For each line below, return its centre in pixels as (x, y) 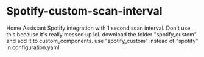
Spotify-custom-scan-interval (84, 11)
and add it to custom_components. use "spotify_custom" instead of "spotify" (102, 41)
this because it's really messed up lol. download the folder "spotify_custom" (101, 34)
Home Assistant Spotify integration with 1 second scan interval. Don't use (98, 28)
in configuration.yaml (33, 47)
